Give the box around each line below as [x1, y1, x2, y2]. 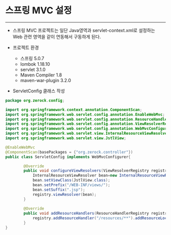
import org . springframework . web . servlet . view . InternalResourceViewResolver [5, 131, 169, 136]
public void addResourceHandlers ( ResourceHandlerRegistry [23, 211, 149, 216]
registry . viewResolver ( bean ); [32, 192, 97, 197]
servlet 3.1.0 [20, 66, 46, 72]
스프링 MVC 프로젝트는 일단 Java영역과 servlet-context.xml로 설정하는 [12, 27, 155, 33]
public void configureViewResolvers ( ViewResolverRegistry [23, 168, 149, 173]
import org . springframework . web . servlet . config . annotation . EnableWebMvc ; [5, 112, 165, 117]
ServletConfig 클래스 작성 [12, 88, 65, 94]
